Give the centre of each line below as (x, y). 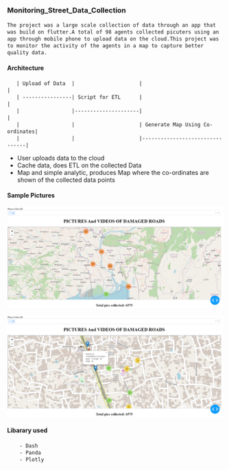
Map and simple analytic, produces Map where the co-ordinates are (113, 172)
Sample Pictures (31, 196)
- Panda (30, 453)
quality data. (27, 53)
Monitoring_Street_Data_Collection (67, 10)
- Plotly (32, 459)
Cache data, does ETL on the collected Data (79, 165)
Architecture (26, 68)
